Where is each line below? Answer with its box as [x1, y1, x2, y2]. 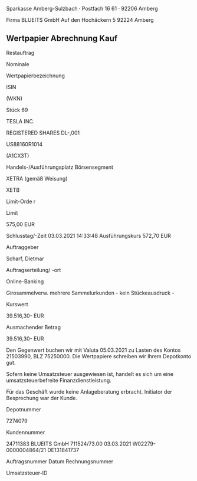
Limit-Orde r [6, 198, 36, 205]
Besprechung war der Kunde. [6, 394, 78, 401]
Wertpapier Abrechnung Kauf [6, 34, 118, 44]
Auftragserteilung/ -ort [6, 266, 61, 273]
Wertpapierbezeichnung [6, 72, 65, 79]
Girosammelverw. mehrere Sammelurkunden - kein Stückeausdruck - [6, 289, 175, 296]
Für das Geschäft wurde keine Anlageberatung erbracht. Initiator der [6, 388, 173, 395]
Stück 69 [6, 106, 28, 113]
